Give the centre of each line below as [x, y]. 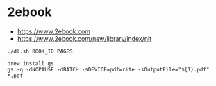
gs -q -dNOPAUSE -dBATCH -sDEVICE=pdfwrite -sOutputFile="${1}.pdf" [108, 69]
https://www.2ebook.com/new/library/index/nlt [84, 38]
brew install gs [31, 63]
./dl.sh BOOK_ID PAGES [40, 51]
